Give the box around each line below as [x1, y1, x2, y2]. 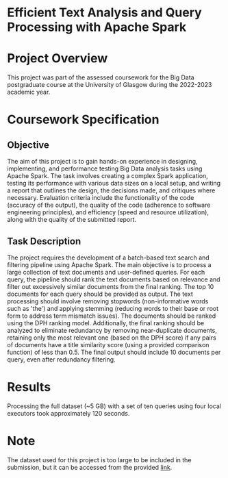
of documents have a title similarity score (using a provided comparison [7, 340, 210, 349]
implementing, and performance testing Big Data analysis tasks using [7, 164, 203, 173]
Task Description [7, 235, 81, 247]
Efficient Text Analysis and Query [7, 5, 202, 21]
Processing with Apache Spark [7, 19, 187, 35]
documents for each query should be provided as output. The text [7, 290, 193, 298]
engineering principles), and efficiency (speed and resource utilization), [7, 208, 209, 216]
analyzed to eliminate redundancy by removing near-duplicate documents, [7, 326, 218, 334]
